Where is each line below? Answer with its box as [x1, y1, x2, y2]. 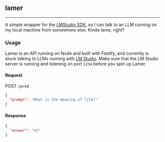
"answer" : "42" [9, 128, 41, 133]
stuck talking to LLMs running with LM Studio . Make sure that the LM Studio [5, 56, 159, 62]
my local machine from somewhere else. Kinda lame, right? [5, 27, 125, 33]
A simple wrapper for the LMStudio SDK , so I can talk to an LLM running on [5, 22, 157, 28]
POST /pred [5, 83, 29, 89]
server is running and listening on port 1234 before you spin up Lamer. [5, 61, 146, 67]
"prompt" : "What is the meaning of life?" [9, 97, 98, 103]
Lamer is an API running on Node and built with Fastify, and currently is [5, 50, 149, 56]
